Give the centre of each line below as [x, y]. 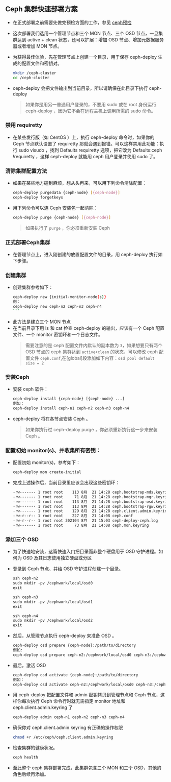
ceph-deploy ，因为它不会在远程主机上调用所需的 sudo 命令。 [91, 111]
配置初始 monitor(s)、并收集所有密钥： [53, 450]
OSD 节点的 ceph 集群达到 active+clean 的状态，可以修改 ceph [91, 352]
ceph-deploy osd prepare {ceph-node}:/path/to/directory [74, 645]
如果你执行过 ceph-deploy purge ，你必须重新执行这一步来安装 [91, 429]
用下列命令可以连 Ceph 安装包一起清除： [55, 208]
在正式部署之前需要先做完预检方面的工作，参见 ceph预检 [72, 22]
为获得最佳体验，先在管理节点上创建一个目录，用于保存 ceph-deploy [84, 57]
